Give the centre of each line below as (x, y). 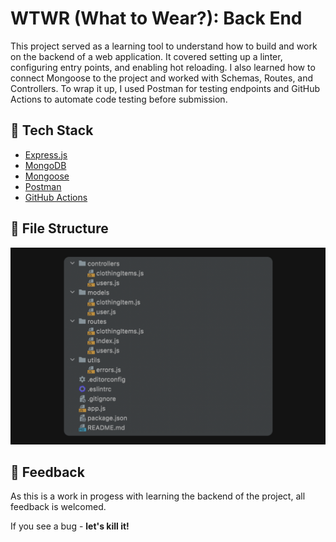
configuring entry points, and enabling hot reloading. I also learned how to (163, 67)
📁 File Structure (59, 228)
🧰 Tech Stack (52, 130)
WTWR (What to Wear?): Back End (156, 18)
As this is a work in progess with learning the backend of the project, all (158, 496)
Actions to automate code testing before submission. (119, 99)
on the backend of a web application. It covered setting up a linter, (146, 56)
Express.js (46, 154)
